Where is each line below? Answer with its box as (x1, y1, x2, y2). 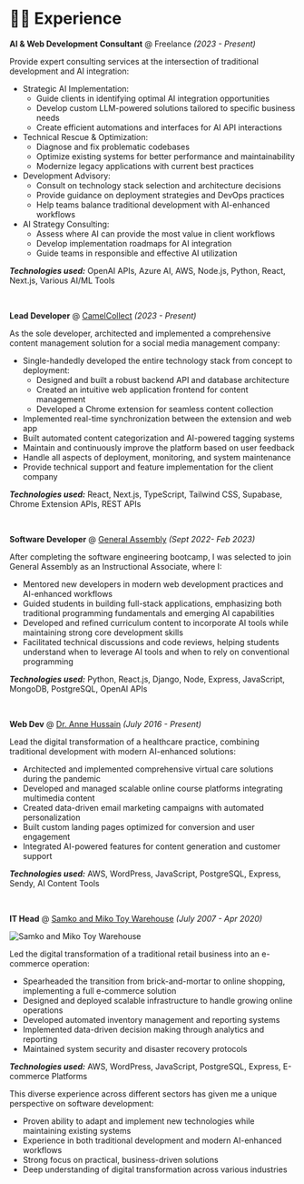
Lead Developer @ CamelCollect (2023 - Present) (9, 309, 197, 321)
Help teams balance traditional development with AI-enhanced (35, 199, 270, 210)
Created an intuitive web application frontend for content (35, 384, 249, 395)
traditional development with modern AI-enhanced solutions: (9, 745, 236, 756)
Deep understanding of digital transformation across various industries (22, 1164, 288, 1175)
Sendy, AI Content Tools (9, 877, 100, 888)
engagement (22, 831, 71, 842)
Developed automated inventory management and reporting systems (22, 1014, 280, 1025)
